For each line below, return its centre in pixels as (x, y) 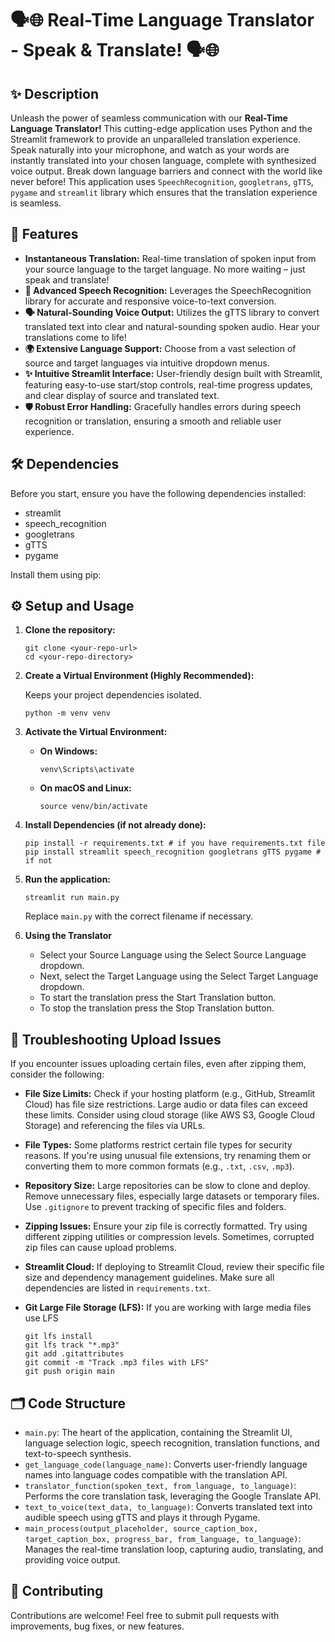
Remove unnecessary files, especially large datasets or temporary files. (172, 1196)
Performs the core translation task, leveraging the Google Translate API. (173, 1496)
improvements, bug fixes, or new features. (97, 1626)
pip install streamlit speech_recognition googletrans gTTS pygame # (173, 852)
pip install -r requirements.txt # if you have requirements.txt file (175, 843)
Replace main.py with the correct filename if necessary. (139, 916)
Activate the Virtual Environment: (96, 732)
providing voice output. (72, 1560)
